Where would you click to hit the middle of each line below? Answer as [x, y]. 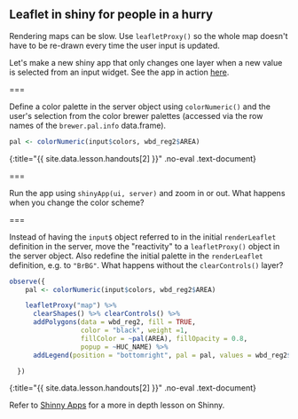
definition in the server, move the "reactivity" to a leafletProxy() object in [145, 246]
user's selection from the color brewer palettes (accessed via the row [136, 115]
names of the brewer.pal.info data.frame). [88, 125]
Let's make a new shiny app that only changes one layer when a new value [146, 62]
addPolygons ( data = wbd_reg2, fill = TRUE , [114, 322]
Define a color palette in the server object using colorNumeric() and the [140, 107]
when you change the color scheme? [77, 202]
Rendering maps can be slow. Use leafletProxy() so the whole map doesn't [149, 36]
